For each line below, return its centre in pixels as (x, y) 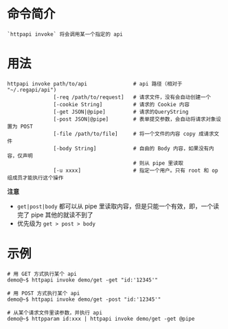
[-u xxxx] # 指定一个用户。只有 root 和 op (136, 170)
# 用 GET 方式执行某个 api (42, 274)
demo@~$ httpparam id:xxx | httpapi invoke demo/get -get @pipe (101, 319)
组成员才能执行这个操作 (35, 178)
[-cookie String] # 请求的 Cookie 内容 (122, 104)
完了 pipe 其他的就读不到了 (55, 215)
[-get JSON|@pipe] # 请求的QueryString (121, 112)
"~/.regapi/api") (32, 90)
